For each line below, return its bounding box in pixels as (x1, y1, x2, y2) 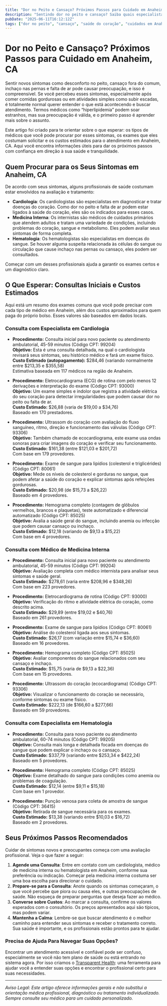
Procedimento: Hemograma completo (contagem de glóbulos (12, 502, 139, 508)
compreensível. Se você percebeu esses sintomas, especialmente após (5, 91, 152, 97)
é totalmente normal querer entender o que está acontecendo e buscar (5, 102, 151, 108)
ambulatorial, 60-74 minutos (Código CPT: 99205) (12, 736, 115, 742)
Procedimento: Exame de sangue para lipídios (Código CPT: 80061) (12, 624, 152, 630)
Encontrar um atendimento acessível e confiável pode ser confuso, (5, 949, 143, 955)
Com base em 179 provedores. (12, 451, 76, 457)
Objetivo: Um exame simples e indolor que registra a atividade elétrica (12, 388, 158, 394)
